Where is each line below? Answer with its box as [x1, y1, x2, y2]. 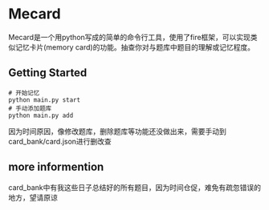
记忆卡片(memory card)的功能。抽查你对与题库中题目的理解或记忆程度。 [14, 42, 255, 52]
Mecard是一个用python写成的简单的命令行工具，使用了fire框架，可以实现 [8, 32, 251, 42]
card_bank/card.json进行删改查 [8, 136, 112, 146]
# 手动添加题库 [8, 104, 52, 112]
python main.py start [8, 95, 81, 104]
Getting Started [8, 66, 88, 80]
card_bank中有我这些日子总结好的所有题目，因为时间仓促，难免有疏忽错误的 [8, 182, 261, 192]
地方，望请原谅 [8, 192, 58, 202]
